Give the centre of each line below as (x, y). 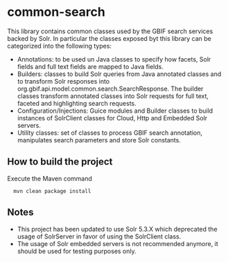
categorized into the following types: (60, 46)
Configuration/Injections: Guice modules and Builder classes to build (115, 111)
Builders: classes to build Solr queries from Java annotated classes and (119, 74)
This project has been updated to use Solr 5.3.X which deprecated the (117, 229)
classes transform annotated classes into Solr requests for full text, (113, 96)
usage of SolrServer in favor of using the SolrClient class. (99, 236)
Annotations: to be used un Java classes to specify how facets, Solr (114, 59)
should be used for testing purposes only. (77, 251)
